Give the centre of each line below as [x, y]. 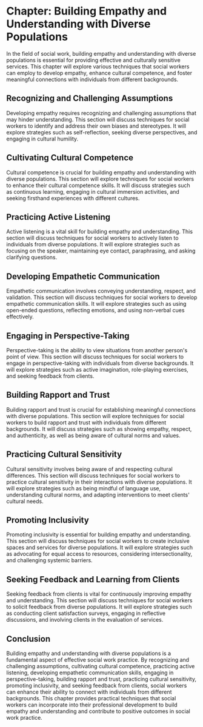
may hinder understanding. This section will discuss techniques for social [98, 119]
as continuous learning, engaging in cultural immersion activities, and [93, 191]
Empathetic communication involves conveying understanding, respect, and [101, 291]
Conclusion [28, 639]
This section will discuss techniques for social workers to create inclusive [98, 541]
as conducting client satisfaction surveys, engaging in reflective [86, 613]
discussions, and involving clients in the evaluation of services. [85, 620]
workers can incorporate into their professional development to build [92, 705]
